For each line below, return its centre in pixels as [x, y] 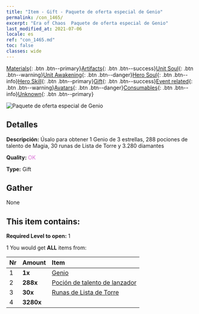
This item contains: [43, 221]
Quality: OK [21, 157]
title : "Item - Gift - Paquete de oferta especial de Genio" [85, 12]
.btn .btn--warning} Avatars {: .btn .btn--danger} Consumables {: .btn [90, 88]
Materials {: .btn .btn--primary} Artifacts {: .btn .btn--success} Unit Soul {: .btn [100, 68]
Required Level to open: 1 [38, 236]
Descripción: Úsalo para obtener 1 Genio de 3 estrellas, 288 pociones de [97, 139]
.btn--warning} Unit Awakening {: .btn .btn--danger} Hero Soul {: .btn [89, 75]
